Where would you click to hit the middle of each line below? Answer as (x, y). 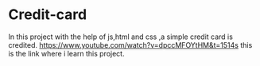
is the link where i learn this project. (66, 53)
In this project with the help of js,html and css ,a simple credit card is (120, 37)
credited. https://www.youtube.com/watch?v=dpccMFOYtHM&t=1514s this (130, 45)
